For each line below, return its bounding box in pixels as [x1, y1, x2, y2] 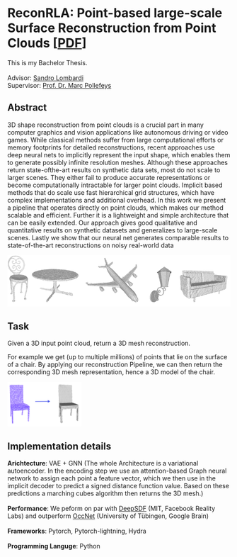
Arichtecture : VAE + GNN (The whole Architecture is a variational [7, 459, 199, 468]
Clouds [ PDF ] [7, 35, 87, 51]
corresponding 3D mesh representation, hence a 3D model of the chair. [7, 368, 216, 376]
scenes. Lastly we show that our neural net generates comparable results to [7, 233, 229, 242]
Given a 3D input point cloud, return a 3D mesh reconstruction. [7, 339, 191, 348]
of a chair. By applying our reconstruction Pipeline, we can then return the [7, 360, 223, 369]
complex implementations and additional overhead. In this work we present [7, 196, 226, 204]
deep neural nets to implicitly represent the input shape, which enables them [7, 150, 231, 159]
